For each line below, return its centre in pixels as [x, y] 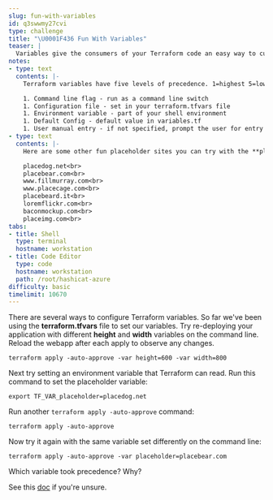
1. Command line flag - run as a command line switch [116, 98]
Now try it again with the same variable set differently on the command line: [135, 442]
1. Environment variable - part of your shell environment [125, 114]
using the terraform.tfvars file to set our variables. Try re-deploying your [131, 326]
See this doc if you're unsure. [58, 487]
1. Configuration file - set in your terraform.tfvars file [127, 106]
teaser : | [25, 46]
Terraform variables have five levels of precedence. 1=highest [134, 84]
